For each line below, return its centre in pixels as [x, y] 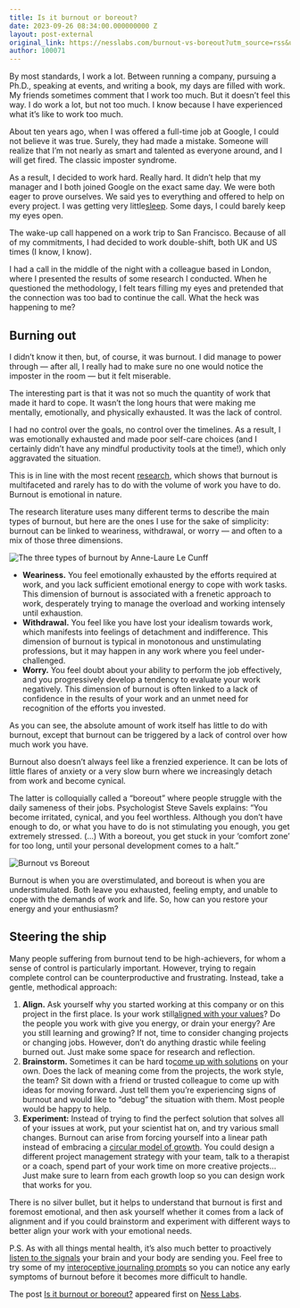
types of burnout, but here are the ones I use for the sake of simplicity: [139, 521]
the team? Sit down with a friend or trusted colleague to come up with [150, 1080]
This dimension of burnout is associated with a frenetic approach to [146, 594]
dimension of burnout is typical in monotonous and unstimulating [142, 641]
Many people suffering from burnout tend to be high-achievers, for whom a [148, 958]
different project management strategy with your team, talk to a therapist [156, 1156]
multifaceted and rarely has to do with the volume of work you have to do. [145, 485]
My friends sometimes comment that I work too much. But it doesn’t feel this [150, 96]
